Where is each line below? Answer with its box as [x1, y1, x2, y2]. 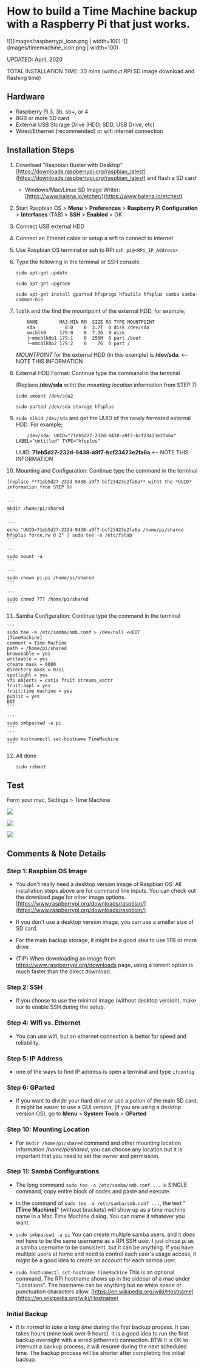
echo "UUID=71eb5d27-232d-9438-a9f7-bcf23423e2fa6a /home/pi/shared [7, 526, 184, 533]
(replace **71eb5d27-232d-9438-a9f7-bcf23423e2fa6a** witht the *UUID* [7, 479, 192, 485]
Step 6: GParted [7, 1083, 55, 1092]
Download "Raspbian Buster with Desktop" [15, 161, 123, 168]
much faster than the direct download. [15, 968, 112, 975]
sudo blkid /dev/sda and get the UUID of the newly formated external [15, 414, 191, 421]
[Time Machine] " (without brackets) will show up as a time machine [15, 1206, 186, 1213]
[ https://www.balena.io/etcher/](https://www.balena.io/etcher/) [24, 192, 183, 199]
